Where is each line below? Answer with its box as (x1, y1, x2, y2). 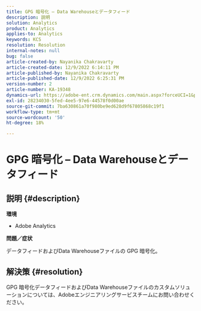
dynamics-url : (6, 92, 42, 98)
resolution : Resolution (6, 42, 66, 48)
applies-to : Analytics (6, 31, 63, 37)
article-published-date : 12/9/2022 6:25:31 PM (6, 75, 124, 81)
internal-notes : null (6, 48, 60, 54)
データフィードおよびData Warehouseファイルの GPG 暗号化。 (6, 248, 161, 255)
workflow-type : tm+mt (6, 109, 60, 115)
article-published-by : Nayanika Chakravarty (6, 70, 119, 76)
